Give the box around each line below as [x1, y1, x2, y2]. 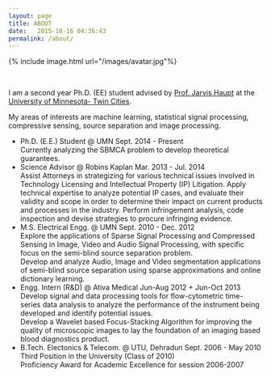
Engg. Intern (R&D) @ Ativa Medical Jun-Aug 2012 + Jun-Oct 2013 [19, 282, 241, 292]
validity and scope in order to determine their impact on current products [19, 197, 263, 206]
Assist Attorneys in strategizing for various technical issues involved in [19, 171, 255, 180]
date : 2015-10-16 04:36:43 [8, 27, 106, 35]
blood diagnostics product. [19, 334, 110, 344]
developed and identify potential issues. [19, 308, 153, 318]
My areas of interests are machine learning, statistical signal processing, [8, 112, 249, 122]
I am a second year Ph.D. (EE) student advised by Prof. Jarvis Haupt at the [8, 88, 256, 98]
